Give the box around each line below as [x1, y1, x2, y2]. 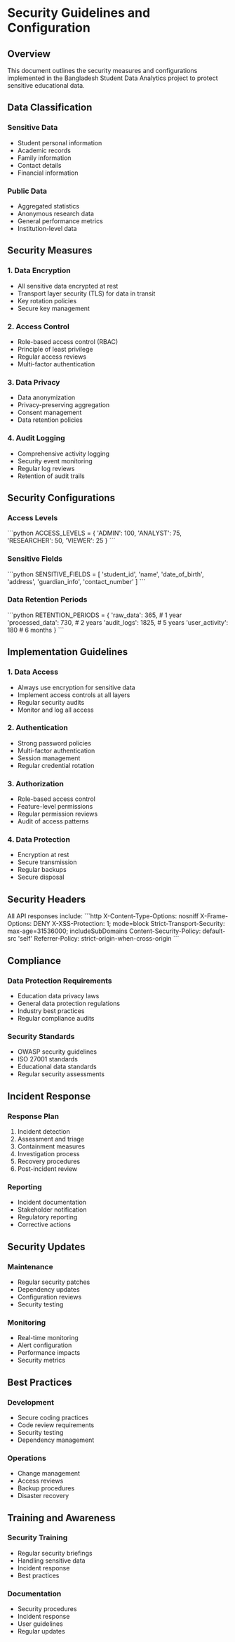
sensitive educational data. [7, 81, 86, 89]
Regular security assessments [17, 1070, 105, 1078]
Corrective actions [17, 1220, 72, 1229]
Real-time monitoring [17, 1334, 79, 1342]
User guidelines [17, 1620, 63, 1628]
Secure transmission [17, 858, 77, 866]
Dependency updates [17, 1285, 80, 1293]
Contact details [17, 161, 62, 169]
